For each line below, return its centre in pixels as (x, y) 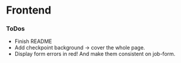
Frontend (29, 10)
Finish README (33, 41)
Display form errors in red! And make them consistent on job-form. (95, 54)
